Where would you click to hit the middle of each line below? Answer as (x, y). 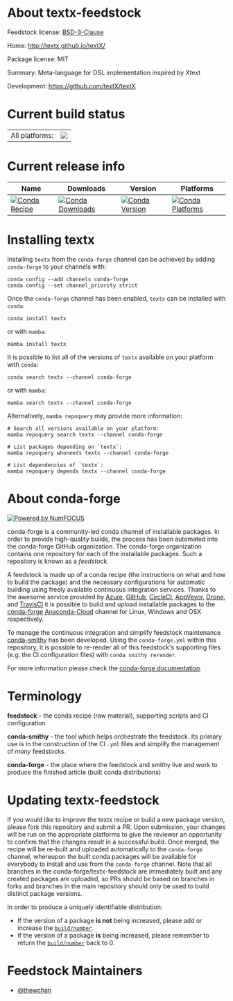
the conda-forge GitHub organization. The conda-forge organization (105, 546)
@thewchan (34, 990)
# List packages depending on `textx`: (65, 447)
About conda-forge (64, 498)
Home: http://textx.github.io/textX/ (56, 45)
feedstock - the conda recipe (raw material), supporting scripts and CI (108, 716)
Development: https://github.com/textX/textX (72, 86)
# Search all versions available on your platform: (83, 428)
